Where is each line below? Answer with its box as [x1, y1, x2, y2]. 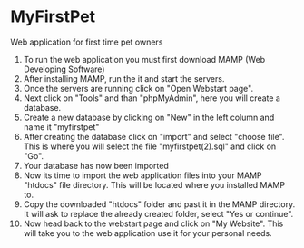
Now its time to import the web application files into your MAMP [23, 170, 262, 181]
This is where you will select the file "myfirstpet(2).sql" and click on [23, 141, 277, 152]
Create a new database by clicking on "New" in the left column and [23, 112, 275, 123]
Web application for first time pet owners [10, 36, 163, 47]
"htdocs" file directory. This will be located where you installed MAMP [23, 179, 285, 190]
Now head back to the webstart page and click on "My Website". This [23, 218, 284, 229]
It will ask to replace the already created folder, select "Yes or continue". [23, 208, 294, 219]
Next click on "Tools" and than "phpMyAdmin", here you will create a [23, 93, 280, 104]
